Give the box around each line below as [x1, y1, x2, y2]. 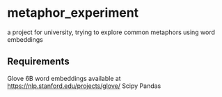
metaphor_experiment [7, 5, 139, 21]
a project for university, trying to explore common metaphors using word [7, 28, 216, 36]
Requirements [7, 56, 70, 68]
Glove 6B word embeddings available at [7, 74, 121, 82]
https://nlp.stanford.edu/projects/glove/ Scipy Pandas [7, 82, 161, 90]
